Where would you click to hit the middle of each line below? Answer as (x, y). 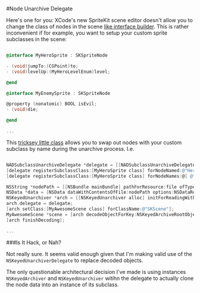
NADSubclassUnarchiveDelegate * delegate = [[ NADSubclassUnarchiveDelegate (101, 165)
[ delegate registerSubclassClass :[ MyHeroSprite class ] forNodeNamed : (94, 170)
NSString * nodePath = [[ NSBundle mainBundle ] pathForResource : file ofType (101, 187)
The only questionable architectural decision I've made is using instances (96, 272)
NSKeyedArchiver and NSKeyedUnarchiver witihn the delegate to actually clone (100, 278)
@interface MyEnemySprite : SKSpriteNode (58, 93)
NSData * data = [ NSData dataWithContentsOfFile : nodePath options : (90, 192)
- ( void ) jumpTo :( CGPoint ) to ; (42, 66)
